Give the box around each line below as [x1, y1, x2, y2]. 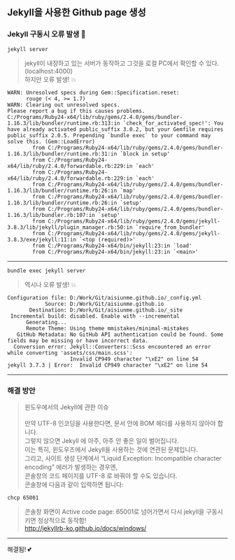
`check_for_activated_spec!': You [122, 120, 224, 127]
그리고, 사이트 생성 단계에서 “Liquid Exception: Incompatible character [24, 454, 222, 462]
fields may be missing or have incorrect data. [7, 337, 149, 344]
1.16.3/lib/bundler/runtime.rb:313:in [7, 120, 120, 127]
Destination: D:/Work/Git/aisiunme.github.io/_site [29, 307, 183, 314]
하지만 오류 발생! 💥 [24, 75, 77, 83]
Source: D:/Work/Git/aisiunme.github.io [44, 300, 164, 307]
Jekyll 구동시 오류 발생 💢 [7, 29, 86, 39]
